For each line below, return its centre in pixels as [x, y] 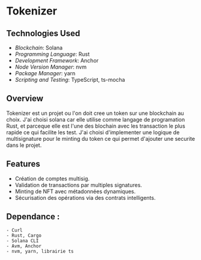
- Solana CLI [23, 241]
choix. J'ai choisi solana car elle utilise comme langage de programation [96, 119]
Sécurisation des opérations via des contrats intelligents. [85, 197]
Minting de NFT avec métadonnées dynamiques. [75, 191]
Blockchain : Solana [39, 48]
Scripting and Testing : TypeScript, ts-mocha [70, 80]
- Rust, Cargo [24, 236]
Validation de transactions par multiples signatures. [79, 185]
